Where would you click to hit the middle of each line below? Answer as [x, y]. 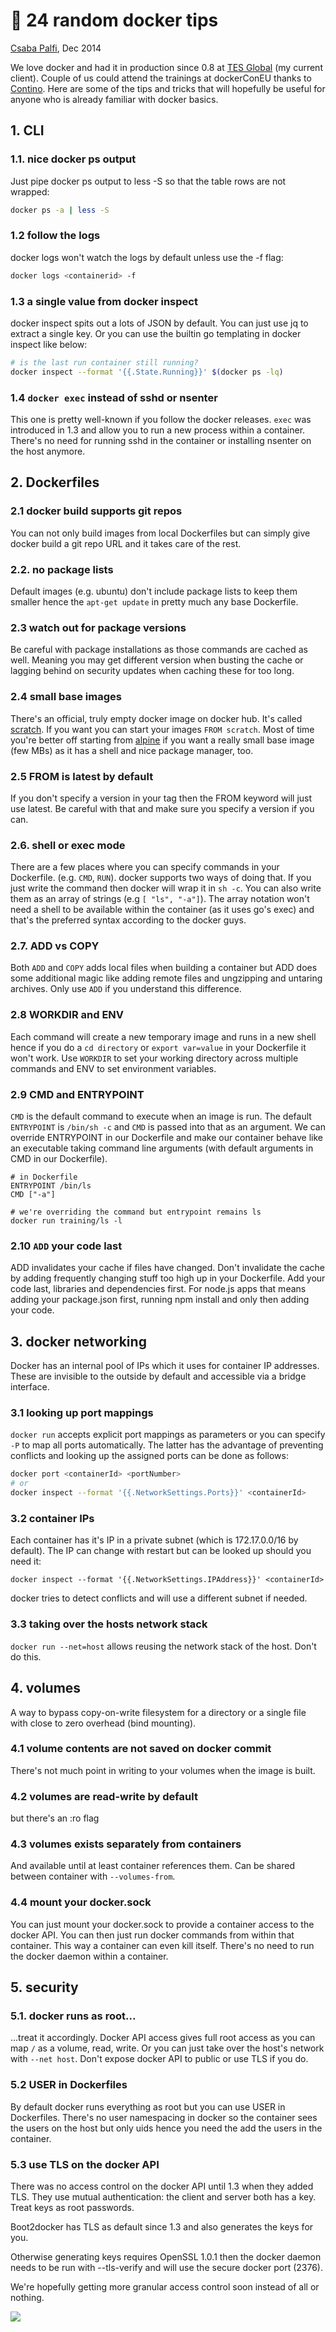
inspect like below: [49, 344]
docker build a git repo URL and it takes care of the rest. [126, 543]
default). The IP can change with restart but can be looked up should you [161, 1551]
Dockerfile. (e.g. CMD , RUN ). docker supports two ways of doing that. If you [161, 878]
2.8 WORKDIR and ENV [67, 1015]
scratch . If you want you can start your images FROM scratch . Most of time [162, 729]
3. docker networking [78, 1341]
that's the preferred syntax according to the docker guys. [128, 920]
